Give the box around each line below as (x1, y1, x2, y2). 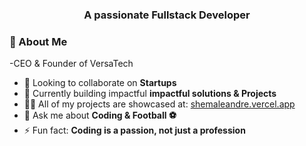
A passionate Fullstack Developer (83, 8, 251, 22)
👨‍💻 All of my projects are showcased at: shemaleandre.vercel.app (23, 98, 296, 110)
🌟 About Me (9, 34, 68, 48)
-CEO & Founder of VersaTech (9, 58, 134, 70)
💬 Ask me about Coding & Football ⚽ (23, 109, 177, 122)
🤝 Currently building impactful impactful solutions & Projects (23, 88, 277, 100)
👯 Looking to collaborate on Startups (23, 77, 177, 89)
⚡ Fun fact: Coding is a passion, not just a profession (23, 124, 246, 137)
